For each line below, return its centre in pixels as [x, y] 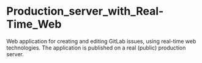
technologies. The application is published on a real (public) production [96, 48]
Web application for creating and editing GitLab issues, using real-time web [101, 41]
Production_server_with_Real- [85, 11]
